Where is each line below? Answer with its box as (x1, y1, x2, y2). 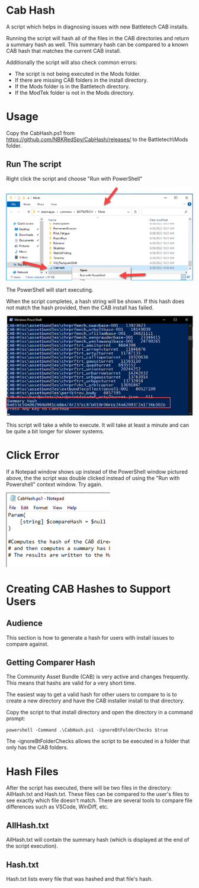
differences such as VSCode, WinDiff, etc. (6, 803, 109, 810)
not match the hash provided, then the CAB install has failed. (6, 304, 154, 311)
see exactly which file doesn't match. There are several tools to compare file (6, 797, 192, 804)
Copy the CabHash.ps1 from (6, 129, 75, 136)
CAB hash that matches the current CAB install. (6, 47, 121, 54)
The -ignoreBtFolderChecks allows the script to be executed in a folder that (6, 737, 190, 745)
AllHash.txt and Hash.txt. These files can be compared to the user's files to (6, 791, 190, 798)
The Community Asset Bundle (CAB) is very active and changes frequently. (6, 673, 190, 681)
